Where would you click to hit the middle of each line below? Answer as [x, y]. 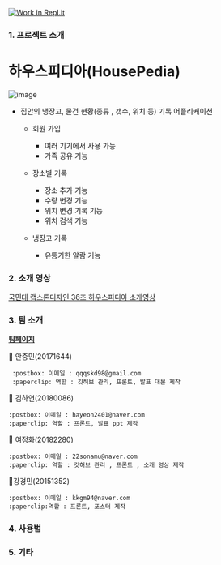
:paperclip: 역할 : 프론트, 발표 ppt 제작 [73, 424]
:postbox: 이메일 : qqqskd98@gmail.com [76, 374]
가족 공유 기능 [66, 156]
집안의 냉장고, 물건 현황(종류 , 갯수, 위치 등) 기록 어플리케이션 [116, 111]
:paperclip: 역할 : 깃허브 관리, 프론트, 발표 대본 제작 [96, 382]
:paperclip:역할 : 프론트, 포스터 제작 [67, 507]
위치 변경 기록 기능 [74, 210]
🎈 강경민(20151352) [39, 482]
